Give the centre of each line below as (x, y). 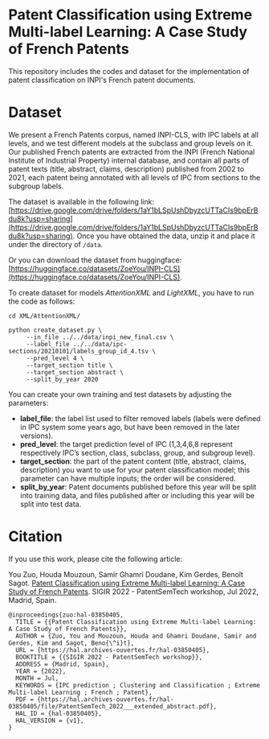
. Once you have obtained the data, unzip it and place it (164, 236)
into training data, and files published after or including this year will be (137, 495)
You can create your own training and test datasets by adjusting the (120, 394)
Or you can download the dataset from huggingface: (95, 260)
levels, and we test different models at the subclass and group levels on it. (131, 143)
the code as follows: (42, 301)
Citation (35, 537)
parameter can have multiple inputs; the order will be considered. (128, 478)
